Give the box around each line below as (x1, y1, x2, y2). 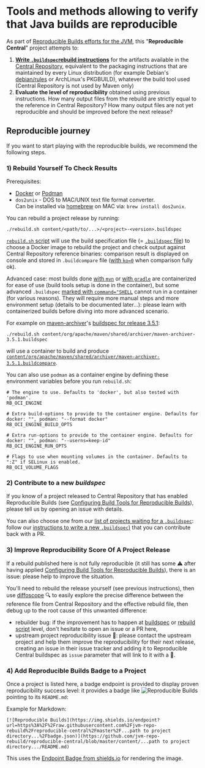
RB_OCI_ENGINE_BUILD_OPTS (6, 421, 72, 428)
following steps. (6, 148, 47, 156)
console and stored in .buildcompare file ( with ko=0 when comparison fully (6, 257, 193, 264)
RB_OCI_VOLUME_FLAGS (6, 464, 59, 471)
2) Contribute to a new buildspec (6, 478, 106, 487)
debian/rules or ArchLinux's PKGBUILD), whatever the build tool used (15, 75, 190, 83)
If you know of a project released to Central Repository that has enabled (6, 492, 188, 500)
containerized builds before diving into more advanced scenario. (6, 307, 170, 315)
